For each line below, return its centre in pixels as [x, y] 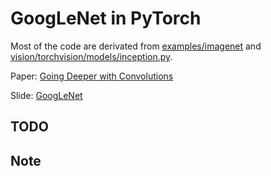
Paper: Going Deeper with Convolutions [92, 76]
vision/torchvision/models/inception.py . [91, 56]
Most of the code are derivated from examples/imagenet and [136, 46]
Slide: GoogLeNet [46, 95]
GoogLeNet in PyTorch [106, 18]
